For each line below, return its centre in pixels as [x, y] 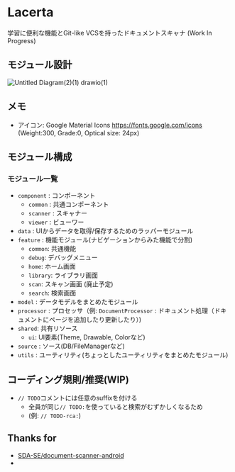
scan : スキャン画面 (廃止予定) [71, 284]
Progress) [22, 40]
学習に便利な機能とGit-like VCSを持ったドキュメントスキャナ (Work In [110, 33]
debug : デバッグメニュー [63, 258]
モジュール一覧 [33, 179]
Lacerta [31, 12]
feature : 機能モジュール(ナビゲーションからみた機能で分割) [105, 240]
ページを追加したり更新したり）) [95, 320]
